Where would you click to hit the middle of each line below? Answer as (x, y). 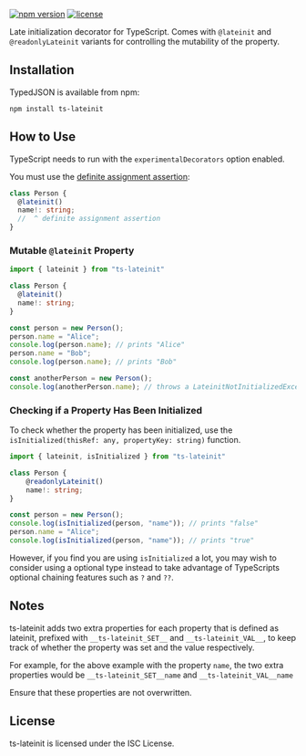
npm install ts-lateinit (56, 109)
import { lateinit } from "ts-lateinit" (87, 269)
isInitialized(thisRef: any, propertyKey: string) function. (125, 440)
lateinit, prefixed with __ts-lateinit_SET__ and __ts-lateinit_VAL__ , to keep (153, 637)
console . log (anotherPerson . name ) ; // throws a (99, 387)
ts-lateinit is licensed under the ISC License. (92, 743)
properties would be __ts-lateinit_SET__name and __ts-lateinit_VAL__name (152, 675)
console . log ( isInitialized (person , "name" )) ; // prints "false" (134, 524)
